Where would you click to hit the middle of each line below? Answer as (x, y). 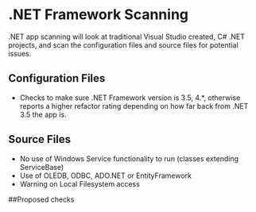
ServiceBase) (42, 167)
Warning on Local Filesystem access (80, 183)
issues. (20, 53)
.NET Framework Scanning (99, 15)
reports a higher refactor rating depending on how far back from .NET (134, 106)
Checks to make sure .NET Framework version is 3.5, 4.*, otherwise (130, 98)
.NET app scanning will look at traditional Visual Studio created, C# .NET (126, 37)
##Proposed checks (41, 199)
